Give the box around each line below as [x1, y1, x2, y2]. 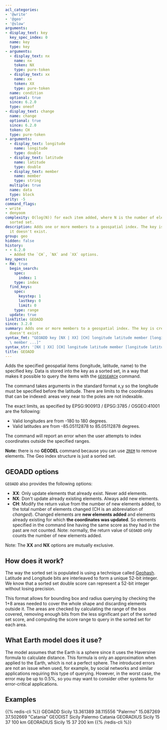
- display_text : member [9, 169, 59, 174]
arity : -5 [5, 197, 26, 202]
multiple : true [9, 183, 41, 188]
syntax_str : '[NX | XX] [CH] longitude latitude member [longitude [5, 344, 148, 349]
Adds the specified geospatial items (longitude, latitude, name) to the [5, 363, 147, 369]
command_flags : [5, 201, 37, 206]
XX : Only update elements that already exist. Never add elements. [12, 490, 148, 496]
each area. [5, 622, 27, 628]
